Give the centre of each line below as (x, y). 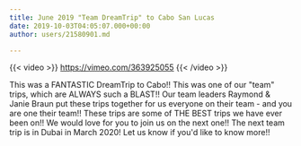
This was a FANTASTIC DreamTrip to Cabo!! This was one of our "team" (142, 85)
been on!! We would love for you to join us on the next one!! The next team (147, 123)
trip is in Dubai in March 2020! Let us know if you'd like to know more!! (140, 133)
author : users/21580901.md (60, 34)
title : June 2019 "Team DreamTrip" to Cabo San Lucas (112, 17)
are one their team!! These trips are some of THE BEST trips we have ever (146, 114)
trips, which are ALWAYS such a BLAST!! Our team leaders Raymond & (140, 94)
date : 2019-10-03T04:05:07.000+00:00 (80, 26)
